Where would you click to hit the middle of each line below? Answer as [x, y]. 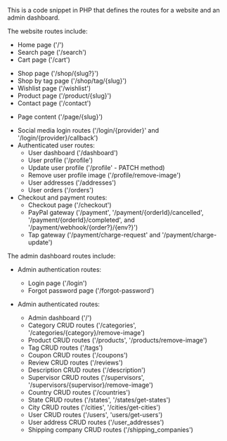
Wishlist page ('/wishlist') [54, 88]
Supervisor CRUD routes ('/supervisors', [86, 377]
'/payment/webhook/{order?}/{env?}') [83, 227]
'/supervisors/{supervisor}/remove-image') [90, 385]
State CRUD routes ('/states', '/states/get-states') [99, 400]
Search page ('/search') [52, 52]
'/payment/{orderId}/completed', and [81, 220]
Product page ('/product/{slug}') [64, 96]
